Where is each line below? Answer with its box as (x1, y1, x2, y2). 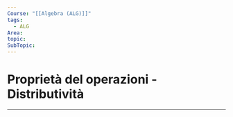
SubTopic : (7, 42, 36, 49)
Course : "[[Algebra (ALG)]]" (7, 10, 92, 17)
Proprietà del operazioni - (7, 72, 157, 87)
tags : (7, 17, 23, 23)
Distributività (7, 87, 85, 102)
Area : (7, 29, 23, 36)
